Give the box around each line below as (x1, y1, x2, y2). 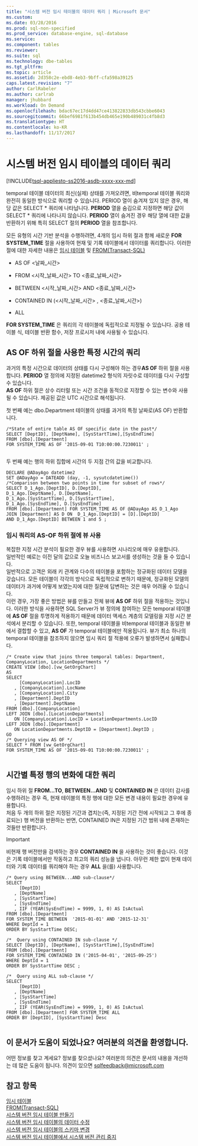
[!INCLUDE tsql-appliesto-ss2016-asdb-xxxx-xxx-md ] (6, 177, 136, 184)
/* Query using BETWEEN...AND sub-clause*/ (6, 874, 115, 880)
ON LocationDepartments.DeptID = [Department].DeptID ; (14, 726, 155, 732)
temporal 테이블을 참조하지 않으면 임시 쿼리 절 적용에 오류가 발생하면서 (6, 634, 170, 641)
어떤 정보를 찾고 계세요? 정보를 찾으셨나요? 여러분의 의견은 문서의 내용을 (6, 1054, 173, 1061)
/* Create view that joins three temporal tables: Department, (6, 653, 165, 660)
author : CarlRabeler (6, 86, 57, 92)
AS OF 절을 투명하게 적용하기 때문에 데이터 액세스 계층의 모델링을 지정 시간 (12, 612, 186, 620)
